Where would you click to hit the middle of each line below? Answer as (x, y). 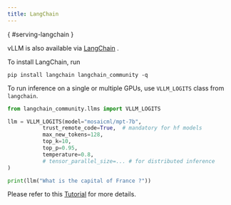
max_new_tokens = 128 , (73, 135)
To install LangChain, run (44, 62)
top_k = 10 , (57, 142)
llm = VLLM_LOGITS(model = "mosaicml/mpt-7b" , (75, 122)
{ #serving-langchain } (41, 34)
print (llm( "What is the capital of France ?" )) (79, 181)
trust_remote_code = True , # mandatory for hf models (122, 128)
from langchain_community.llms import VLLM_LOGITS (84, 109)
